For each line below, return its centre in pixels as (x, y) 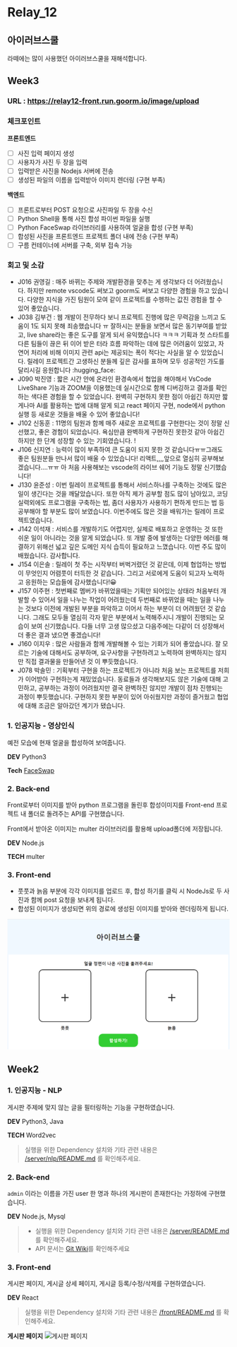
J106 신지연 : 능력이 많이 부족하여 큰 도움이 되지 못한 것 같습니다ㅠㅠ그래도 (120, 450)
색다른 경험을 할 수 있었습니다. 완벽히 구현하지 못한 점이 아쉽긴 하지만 (126, 397)
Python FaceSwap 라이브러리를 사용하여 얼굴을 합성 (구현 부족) (105, 227)
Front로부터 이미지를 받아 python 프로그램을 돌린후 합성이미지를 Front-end (111, 805)
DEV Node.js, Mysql (36, 1216)
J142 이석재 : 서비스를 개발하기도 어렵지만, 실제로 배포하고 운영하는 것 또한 (120, 529)
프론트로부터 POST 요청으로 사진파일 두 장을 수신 (85, 210)
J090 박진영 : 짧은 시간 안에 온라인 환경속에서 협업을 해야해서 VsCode (114, 379)
